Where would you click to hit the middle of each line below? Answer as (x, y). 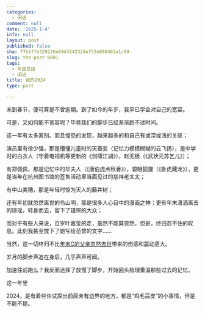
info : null (20, 35)
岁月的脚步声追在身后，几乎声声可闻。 (54, 257)
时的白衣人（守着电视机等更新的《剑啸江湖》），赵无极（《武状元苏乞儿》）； (99, 156)
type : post (20, 86)
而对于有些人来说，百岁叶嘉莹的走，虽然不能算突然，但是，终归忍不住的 (97, 223)
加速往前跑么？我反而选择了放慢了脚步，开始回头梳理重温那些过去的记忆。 (100, 270)
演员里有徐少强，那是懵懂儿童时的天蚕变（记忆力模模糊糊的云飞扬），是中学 (101, 148)
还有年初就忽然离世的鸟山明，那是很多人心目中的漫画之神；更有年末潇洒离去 (103, 203)
